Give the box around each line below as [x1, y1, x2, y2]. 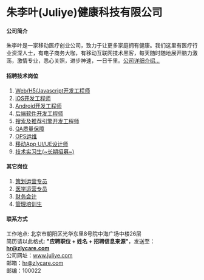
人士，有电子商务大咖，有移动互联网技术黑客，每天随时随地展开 [22, 49, 182, 57]
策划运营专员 [15, 177, 47, 184]
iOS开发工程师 [15, 94, 51, 102]
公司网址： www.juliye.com [6, 252, 73, 259]
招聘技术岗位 [6, 72, 38, 79]
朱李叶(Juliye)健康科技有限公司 [6, 5, 163, 19]
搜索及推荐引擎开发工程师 [15, 117, 80, 125]
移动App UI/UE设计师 [15, 140, 69, 147]
